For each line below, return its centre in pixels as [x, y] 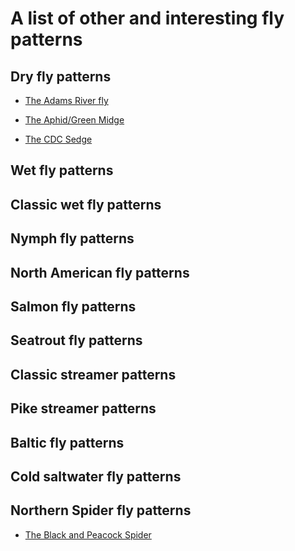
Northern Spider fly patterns [101, 510]
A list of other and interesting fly [147, 18]
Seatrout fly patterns [76, 340]
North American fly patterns [100, 272]
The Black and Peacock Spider [88, 534]
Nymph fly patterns [72, 238]
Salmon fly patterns [73, 306]
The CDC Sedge [58, 139]
